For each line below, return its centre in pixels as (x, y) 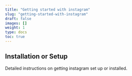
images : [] (16, 23)
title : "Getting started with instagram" (48, 9)
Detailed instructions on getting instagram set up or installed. (66, 68)
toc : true (15, 37)
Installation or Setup (37, 57)
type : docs (16, 32)
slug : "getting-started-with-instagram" (47, 14)
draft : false (18, 19)
